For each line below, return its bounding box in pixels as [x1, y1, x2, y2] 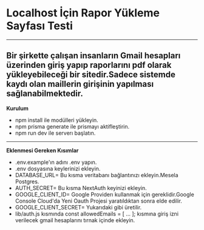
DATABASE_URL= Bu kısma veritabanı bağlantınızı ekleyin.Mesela [15, 171, 178, 178]
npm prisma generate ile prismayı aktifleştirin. [15, 123, 129, 130]
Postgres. [15, 178, 39, 185]
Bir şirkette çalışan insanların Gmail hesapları [6, 50, 181, 61]
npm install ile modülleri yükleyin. [15, 116, 98, 124]
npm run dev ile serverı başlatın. [15, 129, 96, 137]
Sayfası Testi [6, 19, 73, 33]
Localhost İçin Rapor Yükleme [6, 6, 160, 20]
